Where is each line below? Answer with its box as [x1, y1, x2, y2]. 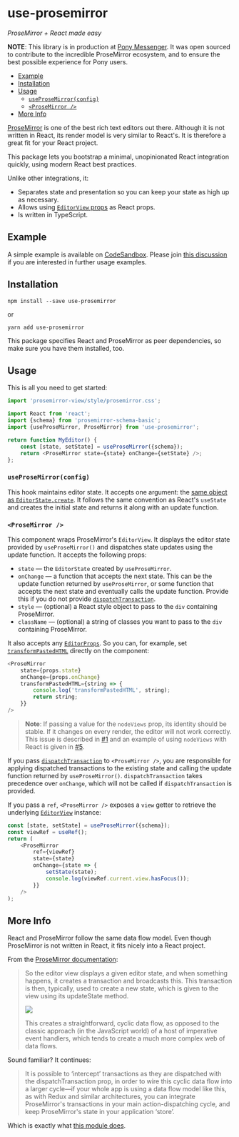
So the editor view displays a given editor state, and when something [24, 969, 228, 978]
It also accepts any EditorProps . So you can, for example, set [7, 638, 188, 647]
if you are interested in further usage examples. [7, 257, 147, 266]
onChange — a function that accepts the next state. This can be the [17, 572, 213, 580]
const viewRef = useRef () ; [7, 828, 88, 835]
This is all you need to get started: [7, 384, 108, 392]
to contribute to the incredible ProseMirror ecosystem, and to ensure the [7, 50, 220, 59]
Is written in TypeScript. [17, 210, 88, 219]
